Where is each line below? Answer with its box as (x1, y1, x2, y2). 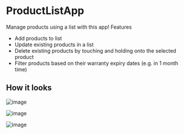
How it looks (6, 83, 52, 93)
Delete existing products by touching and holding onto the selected (14, 47, 176, 54)
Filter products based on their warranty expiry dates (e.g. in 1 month (14, 60, 179, 67)
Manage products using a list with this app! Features (6, 23, 132, 30)
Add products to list (14, 35, 63, 42)
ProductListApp (6, 4, 85, 18)
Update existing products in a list (14, 41, 94, 48)
